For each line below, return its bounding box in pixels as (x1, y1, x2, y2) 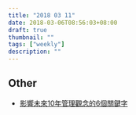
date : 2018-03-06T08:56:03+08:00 (8, 19, 118, 27)
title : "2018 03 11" (8, 11, 76, 20)
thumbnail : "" (8, 33, 55, 41)
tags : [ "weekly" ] (8, 41, 65, 49)
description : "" (8, 48, 61, 56)
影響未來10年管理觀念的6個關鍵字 (19, 99, 128, 108)
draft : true (8, 26, 47, 34)
